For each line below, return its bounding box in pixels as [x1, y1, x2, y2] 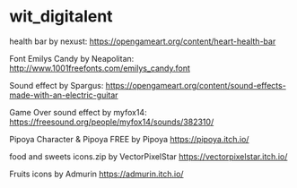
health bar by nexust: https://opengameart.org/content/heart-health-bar [9, 36, 276, 47]
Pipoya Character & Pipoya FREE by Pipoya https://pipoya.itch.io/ [9, 133, 249, 144]
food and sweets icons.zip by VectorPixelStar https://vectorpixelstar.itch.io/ [9, 150, 288, 162]
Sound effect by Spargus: [9, 80, 104, 90]
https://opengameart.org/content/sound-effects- [105, 80, 287, 90]
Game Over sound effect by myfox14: [9, 107, 147, 117]
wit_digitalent [9, 6, 114, 27]
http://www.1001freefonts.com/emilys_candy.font [9, 63, 191, 73]
